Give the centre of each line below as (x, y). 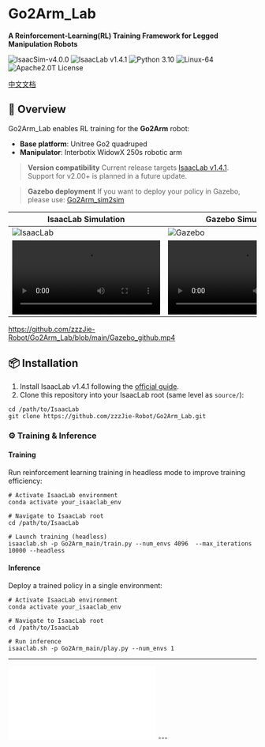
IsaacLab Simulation (86, 219)
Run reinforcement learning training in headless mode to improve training (127, 472)
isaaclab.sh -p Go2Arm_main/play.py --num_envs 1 (91, 648)
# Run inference (35, 641)
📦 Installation (43, 363)
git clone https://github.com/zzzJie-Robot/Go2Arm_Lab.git (107, 416)
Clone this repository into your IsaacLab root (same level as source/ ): (132, 394)
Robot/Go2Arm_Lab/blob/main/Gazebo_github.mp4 (92, 338)
